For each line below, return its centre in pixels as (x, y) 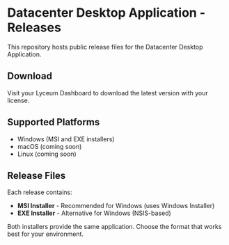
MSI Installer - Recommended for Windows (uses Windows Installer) (116, 206)
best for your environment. (45, 234)
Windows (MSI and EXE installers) (66, 139)
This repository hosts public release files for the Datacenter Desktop (105, 47)
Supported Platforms (54, 122)
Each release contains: (40, 192)
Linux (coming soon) (47, 154)
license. (18, 100)
